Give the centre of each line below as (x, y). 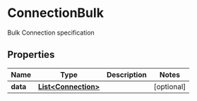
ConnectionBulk (56, 13)
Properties (31, 55)
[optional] (170, 86)
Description (127, 74)
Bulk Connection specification (51, 32)
